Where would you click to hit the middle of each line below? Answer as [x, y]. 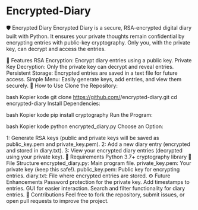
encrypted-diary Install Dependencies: [53, 103]
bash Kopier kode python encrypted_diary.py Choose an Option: [85, 126]
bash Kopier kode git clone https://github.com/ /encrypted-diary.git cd [92, 97]
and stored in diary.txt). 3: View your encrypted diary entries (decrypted [95, 150]
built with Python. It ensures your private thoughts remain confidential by [95, 36]
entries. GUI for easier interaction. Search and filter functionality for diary [96, 188]
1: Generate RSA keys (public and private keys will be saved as [83, 138]
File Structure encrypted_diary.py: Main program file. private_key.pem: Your [99, 163]
